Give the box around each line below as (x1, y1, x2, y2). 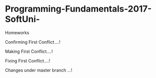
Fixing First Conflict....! (5, 58, 50, 63)
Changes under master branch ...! (5, 67, 72, 73)
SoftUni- (5, 14, 40, 25)
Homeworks (5, 30, 30, 35)
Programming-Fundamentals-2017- (5, 3, 152, 15)
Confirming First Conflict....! (5, 39, 61, 45)
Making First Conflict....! (5, 48, 53, 54)
